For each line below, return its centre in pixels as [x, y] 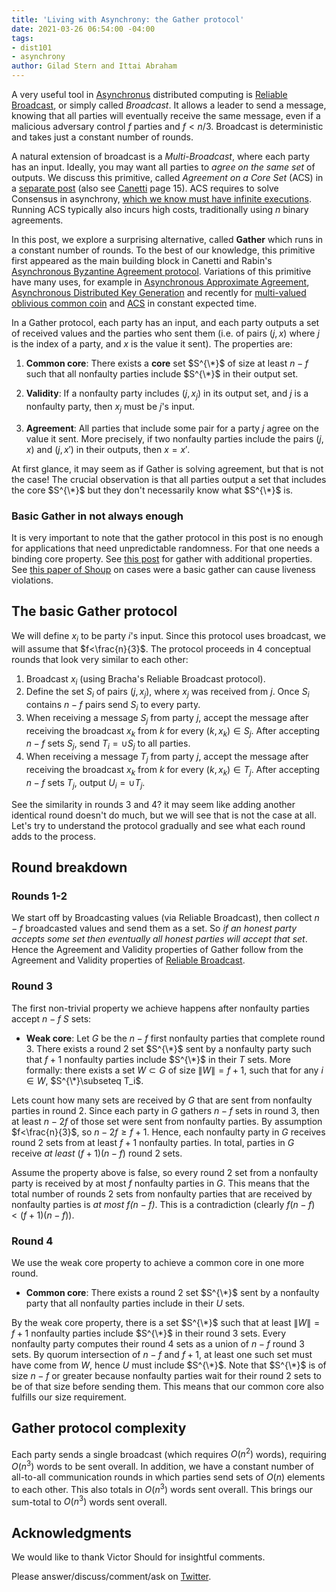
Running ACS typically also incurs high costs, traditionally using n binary [160, 209]
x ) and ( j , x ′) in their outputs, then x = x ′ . [108, 449]
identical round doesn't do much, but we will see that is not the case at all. [164, 815]
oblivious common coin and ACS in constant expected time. [134, 303]
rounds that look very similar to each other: [100, 659]
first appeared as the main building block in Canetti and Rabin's [142, 260]
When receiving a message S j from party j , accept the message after [167, 718]
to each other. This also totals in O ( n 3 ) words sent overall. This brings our [162, 1488]
